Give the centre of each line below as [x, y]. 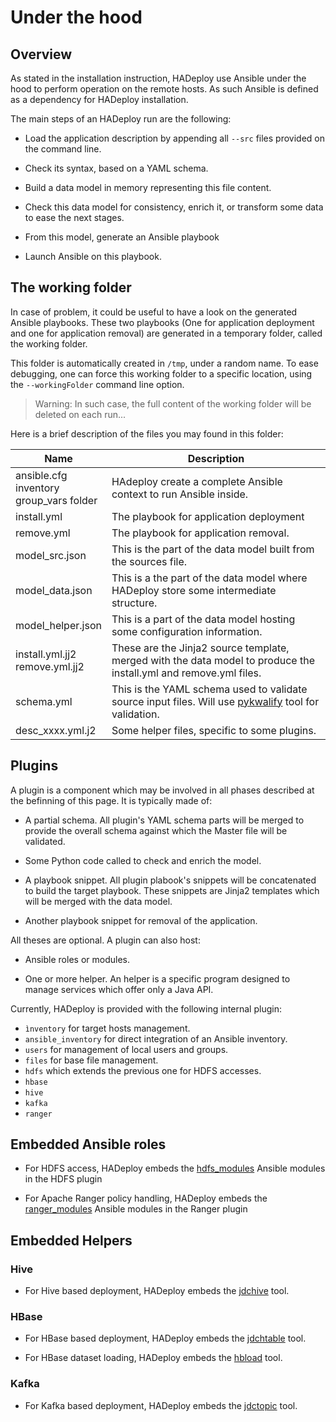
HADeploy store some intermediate [194, 590]
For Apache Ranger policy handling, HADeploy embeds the [146, 1198]
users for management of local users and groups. [126, 1049]
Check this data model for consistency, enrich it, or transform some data [174, 207]
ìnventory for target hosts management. [107, 1028]
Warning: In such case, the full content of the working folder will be [173, 403]
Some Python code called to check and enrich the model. [143, 860]
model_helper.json [58, 625]
